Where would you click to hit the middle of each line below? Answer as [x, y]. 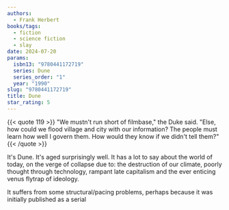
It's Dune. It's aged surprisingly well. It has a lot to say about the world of [110, 157]
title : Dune [24, 96]
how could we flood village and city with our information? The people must [112, 129]
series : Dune [32, 70]
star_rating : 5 [29, 103]
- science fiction [40, 39]
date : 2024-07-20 [32, 52]
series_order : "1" [40, 77]
